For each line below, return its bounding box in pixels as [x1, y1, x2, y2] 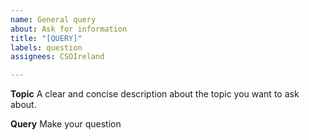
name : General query [10, 14, 97, 25]
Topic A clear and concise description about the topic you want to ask [10, 88, 300, 100]
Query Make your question [10, 118, 122, 130]
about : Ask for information [10, 24, 128, 34]
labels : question [10, 42, 83, 53]
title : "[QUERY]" [10, 33, 83, 43]
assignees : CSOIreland [10, 52, 105, 62]
